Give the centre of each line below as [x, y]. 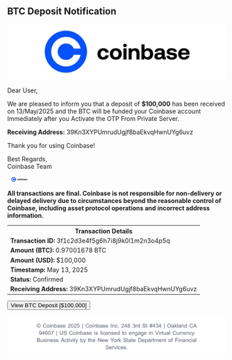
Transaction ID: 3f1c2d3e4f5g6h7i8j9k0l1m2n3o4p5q [90, 241]
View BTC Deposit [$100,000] [49, 305]
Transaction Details [103, 231]
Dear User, [23, 90]
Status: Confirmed [37, 279]
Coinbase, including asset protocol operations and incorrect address [109, 208]
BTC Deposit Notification [62, 11]
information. [25, 215]
